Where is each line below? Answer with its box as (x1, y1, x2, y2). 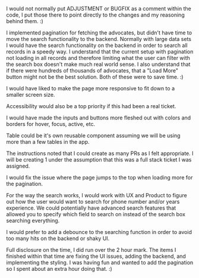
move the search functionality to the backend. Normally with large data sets (6, 36, 192, 42)
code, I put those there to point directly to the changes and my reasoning (6, 11, 185, 18)
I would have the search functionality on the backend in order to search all (6, 42, 188, 49)
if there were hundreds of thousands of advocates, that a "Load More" (6, 67, 179, 74)
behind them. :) (6, 18, 43, 24)
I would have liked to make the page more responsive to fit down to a (6, 85, 175, 91)
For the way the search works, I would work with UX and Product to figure (6, 192, 187, 198)
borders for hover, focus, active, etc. (6, 121, 96, 127)
